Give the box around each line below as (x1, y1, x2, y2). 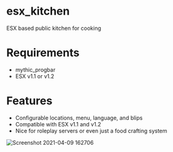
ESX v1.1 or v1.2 (15, 72, 55, 80)
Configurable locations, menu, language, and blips (15, 114, 143, 121)
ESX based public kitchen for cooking (6, 24, 101, 32)
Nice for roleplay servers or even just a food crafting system (15, 127, 167, 134)
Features (6, 94, 53, 108)
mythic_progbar (15, 66, 56, 73)
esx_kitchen (6, 4, 70, 18)
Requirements (6, 46, 80, 60)
